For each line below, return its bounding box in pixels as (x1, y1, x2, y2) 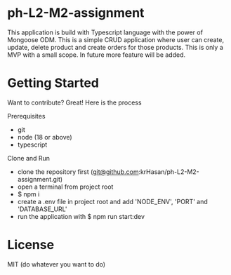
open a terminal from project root (17, 182, 114, 191)
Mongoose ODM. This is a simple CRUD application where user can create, (7, 35, 225, 43)
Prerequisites (7, 112, 46, 120)
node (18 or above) (17, 133, 72, 141)
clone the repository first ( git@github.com (17, 167, 139, 176)
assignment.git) (17, 175, 63, 183)
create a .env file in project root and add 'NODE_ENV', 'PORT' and (17, 197, 209, 206)
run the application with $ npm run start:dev (17, 212, 145, 220)
